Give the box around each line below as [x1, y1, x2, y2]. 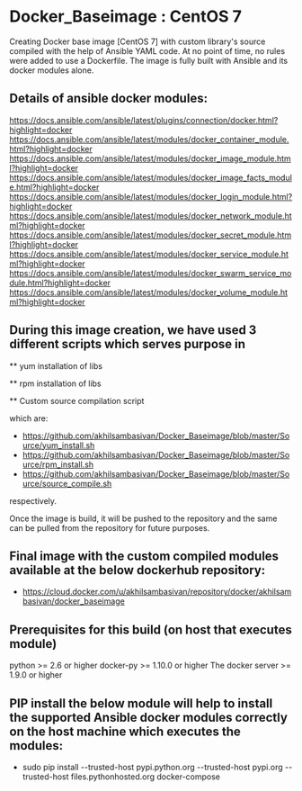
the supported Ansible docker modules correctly [9, 709, 288, 725]
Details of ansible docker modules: [9, 91, 209, 106]
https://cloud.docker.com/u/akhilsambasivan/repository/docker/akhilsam [22, 587, 292, 598]
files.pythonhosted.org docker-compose [70, 771, 221, 782]
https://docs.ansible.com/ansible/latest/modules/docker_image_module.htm [9, 153, 292, 164]
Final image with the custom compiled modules [9, 548, 280, 563]
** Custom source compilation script [9, 395, 145, 406]
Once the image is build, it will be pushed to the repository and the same [9, 513, 278, 524]
